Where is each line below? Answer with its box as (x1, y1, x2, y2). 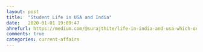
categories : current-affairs (6, 36, 80, 42)
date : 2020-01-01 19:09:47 (6, 20, 80, 26)
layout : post (6, 8, 39, 15)
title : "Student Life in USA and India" (6, 14, 112, 20)
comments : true (6, 31, 45, 37)
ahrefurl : (6, 25, 31, 32)
